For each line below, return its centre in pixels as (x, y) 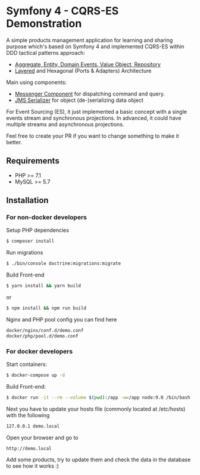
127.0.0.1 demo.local (33, 426)
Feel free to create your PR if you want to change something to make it (93, 136)
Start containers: (27, 364)
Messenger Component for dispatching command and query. (90, 94)
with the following (28, 415)
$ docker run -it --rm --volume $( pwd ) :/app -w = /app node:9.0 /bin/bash (98, 398)
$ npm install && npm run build (46, 308)
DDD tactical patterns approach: (46, 52)
